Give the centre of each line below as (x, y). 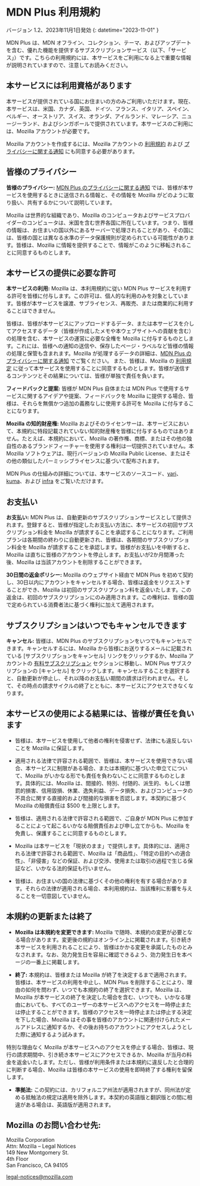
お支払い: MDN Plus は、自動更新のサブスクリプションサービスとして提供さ (99, 517)
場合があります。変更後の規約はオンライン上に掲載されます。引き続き (106, 939)
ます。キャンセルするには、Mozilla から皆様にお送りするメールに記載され (101, 648)
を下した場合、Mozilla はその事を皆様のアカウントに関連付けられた (98, 1019)
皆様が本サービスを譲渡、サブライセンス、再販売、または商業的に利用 (102, 304)
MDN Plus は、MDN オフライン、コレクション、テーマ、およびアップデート (99, 42)
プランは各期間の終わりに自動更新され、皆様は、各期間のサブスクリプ (93, 540)
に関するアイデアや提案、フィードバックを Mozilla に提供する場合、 (105, 396)
